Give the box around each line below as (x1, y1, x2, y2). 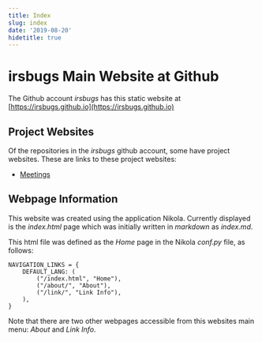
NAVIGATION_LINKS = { (8, 261, 80, 269)
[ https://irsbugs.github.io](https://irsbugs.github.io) (8, 102, 174, 111)
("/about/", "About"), (36, 281, 111, 289)
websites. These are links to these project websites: (8, 155, 177, 163)
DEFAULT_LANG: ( (22, 268, 77, 276)
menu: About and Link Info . (8, 325, 96, 334)
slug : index (8, 19, 47, 27)
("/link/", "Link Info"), (36, 288, 122, 296)
